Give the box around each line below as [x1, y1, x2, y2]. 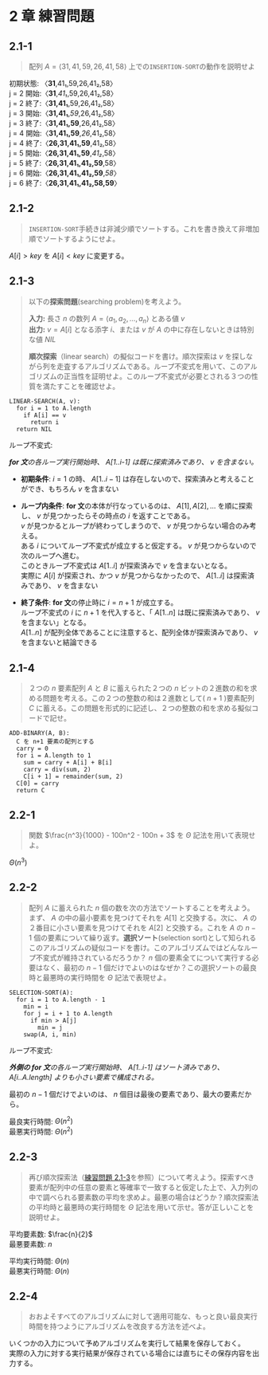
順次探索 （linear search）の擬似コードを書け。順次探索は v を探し [28, 352, 247, 361]
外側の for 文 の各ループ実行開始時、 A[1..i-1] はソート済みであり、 [9, 1062, 224, 1072]
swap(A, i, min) [23, 1030, 78, 1039]
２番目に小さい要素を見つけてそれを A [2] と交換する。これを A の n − [28, 922, 257, 933]
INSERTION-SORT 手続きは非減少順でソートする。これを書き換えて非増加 [28, 224, 260, 234]
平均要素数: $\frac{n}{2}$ [9, 1229, 93, 1239]
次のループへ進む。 [20, 551, 84, 560]
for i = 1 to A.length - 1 [16, 996, 106, 1004]
